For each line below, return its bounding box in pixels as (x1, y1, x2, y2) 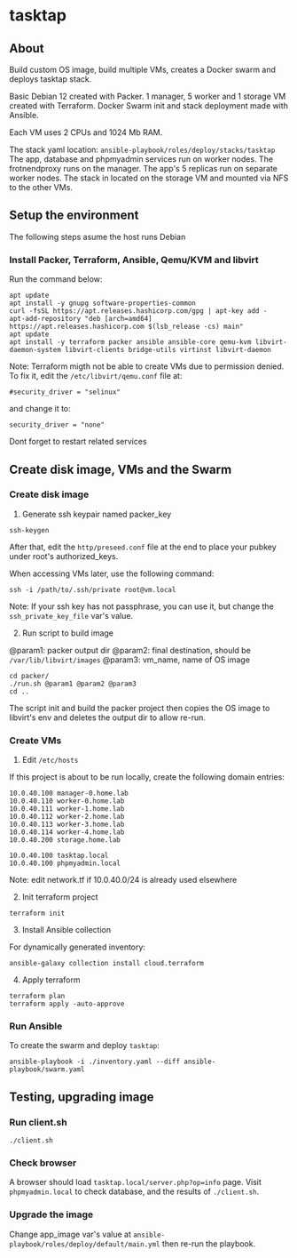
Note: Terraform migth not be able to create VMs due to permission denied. (9, 361, 285, 372)
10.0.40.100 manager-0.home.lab (9, 789, 129, 798)
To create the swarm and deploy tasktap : (9, 1040, 160, 1051)
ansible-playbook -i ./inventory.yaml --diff (9, 1057, 180, 1067)
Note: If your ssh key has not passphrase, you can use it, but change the (9, 601, 275, 612)
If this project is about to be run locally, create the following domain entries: (9, 772, 285, 782)
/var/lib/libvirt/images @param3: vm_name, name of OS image (9, 654, 251, 665)
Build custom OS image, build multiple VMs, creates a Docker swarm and (9, 64, 277, 75)
